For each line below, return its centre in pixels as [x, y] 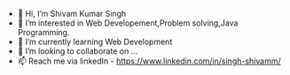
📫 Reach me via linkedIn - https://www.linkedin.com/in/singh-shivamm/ [149, 61]
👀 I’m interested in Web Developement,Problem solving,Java [128, 23]
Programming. [43, 32]
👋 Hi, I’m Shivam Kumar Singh [72, 14]
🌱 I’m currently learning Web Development [95, 41]
